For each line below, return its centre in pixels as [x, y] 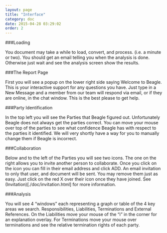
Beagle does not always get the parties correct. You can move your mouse [82, 123]
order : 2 [14, 28]
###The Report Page [27, 72]
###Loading [18, 42]
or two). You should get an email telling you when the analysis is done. [77, 57]
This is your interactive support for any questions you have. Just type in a [81, 87]
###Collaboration [23, 148]
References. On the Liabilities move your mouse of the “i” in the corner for [81, 215]
